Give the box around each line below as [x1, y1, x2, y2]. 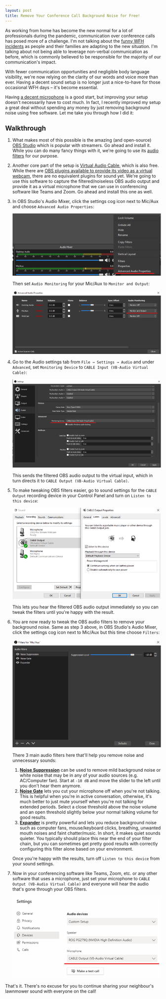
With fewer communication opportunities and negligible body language [5, 68, 150, 74]
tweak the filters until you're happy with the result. [12, 609, 115, 615]
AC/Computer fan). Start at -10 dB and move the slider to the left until [19, 777, 161, 783]
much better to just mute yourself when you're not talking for [19, 799, 144, 804]
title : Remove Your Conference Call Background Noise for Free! [5, 13, 140, 18]
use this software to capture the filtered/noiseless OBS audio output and [12, 178, 160, 184]
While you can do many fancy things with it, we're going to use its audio [12, 148, 159, 153]
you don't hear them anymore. [19, 783, 82, 789]
